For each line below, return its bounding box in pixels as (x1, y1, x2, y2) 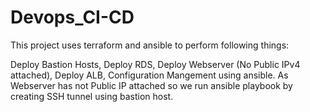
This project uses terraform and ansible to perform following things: (10, 39, 290, 51)
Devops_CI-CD (10, 6, 135, 29)
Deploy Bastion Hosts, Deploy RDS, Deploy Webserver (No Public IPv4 (10, 58, 301, 70)
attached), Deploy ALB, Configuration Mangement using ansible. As (10, 69, 289, 81)
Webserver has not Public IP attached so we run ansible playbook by (10, 79, 293, 91)
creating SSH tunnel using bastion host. (10, 90, 174, 102)
